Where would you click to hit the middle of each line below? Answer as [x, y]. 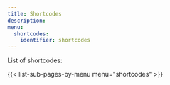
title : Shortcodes [34, 14]
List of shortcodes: [35, 60]
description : [27, 21]
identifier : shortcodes [55, 40]
